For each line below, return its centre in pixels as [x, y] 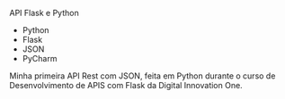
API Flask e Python [44, 13]
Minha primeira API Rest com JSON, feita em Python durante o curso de [142, 76]
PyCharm [40, 58]
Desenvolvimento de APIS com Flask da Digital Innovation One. [126, 85]
